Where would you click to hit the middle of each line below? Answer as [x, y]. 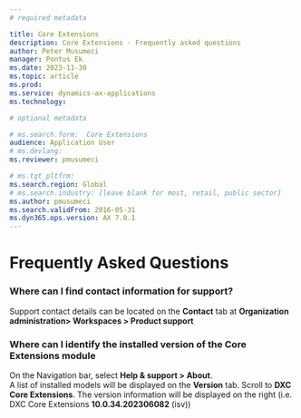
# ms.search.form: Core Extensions [78, 134]
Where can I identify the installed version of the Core [128, 344]
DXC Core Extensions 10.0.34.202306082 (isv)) [100, 403]
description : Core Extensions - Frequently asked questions [126, 43]
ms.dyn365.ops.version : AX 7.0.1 [73, 219]
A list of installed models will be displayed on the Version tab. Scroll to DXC [150, 384]
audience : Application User [63, 143]
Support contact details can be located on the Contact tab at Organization [149, 311]
